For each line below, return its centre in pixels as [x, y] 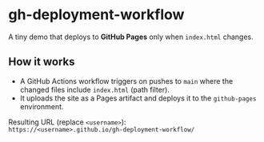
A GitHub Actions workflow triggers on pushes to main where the [126, 81]
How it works [42, 62]
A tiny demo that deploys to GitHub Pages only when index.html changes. [131, 37]
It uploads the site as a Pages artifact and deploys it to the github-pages [138, 98]
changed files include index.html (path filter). [95, 89]
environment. [42, 106]
